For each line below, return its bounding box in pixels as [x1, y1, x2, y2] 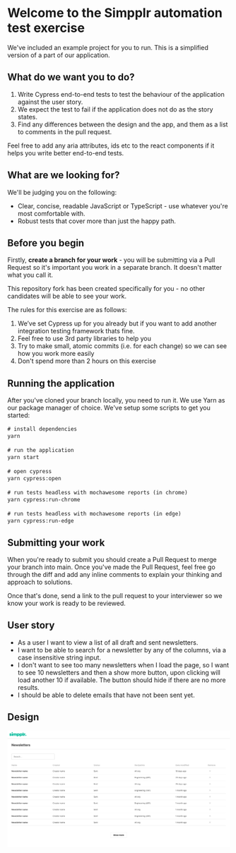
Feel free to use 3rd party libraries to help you [17, 334, 152, 343]
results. [17, 683, 40, 691]
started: [7, 411, 30, 419]
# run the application [7, 447, 74, 454]
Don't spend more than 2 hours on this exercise [17, 357, 157, 365]
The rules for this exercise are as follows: [7, 306, 127, 314]
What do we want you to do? [7, 71, 135, 83]
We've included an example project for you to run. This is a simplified [7, 43, 208, 52]
